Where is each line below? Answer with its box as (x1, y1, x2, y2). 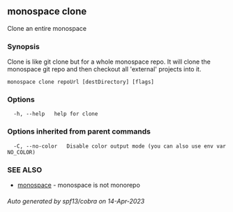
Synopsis (7, 41, 40, 51)
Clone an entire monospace (7, 24, 87, 32)
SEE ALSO (7, 164, 43, 174)
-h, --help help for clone (13, 111, 98, 118)
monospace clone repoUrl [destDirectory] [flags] (7, 78, 155, 86)
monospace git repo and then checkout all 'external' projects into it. (7, 65, 202, 73)
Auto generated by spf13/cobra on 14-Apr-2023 (7, 197, 145, 205)
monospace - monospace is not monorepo (17, 181, 141, 189)
